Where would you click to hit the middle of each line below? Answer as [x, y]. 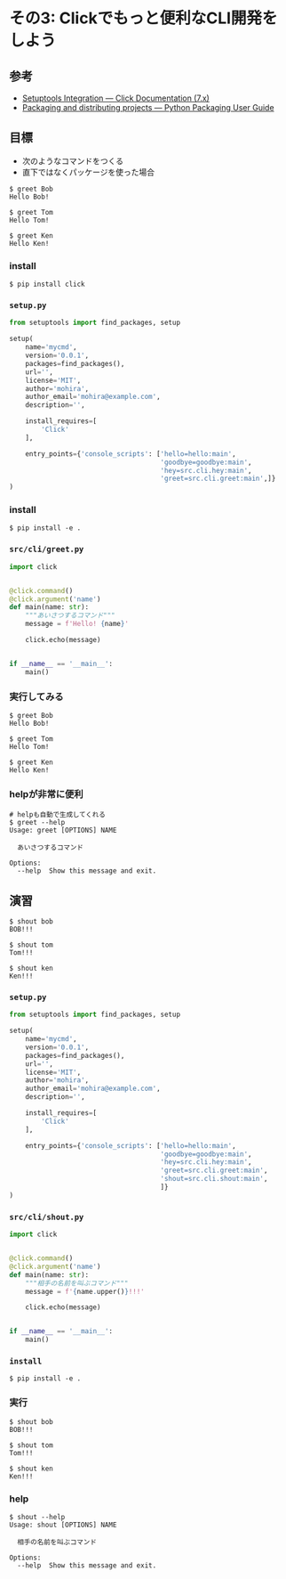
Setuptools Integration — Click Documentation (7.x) [116, 98]
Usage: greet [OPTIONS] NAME [63, 830]
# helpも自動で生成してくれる [58, 815]
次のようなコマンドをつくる [73, 160]
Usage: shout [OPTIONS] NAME [63, 1525]
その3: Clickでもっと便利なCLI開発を [143, 18]
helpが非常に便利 [46, 794]
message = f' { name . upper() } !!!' [85, 1291]
